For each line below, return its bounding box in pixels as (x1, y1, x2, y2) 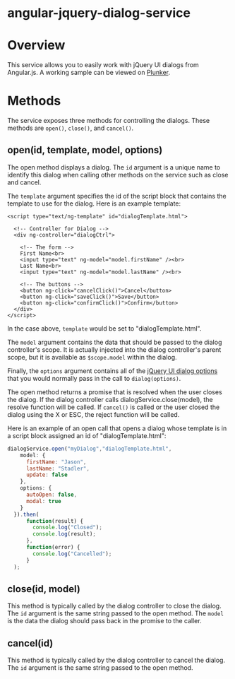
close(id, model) (7, 583, 81, 595)
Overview (7, 37, 66, 54)
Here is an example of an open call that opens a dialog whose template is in (7, 424, 227, 432)
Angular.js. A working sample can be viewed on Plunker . (7, 69, 171, 77)
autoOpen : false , (25, 491, 78, 498)
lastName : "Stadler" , (25, 465, 90, 472)
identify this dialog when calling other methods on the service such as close (7, 170, 229, 179)
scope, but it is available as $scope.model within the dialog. (7, 353, 178, 361)
